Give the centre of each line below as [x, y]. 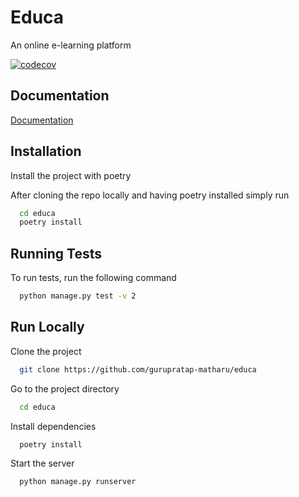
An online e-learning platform [71, 45]
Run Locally [47, 327]
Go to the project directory [65, 388]
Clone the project [46, 351]
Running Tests [56, 253]
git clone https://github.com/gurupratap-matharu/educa [138, 369]
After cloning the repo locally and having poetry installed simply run [150, 195]
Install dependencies [53, 426]
